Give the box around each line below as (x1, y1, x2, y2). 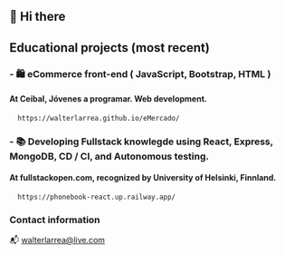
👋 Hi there (9, 9, 66, 24)
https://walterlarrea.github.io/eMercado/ (17, 113, 180, 122)
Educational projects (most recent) (9, 40, 210, 55)
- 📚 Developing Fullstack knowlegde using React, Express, (9, 135, 273, 148)
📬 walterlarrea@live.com (9, 235, 106, 246)
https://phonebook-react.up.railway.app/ (17, 192, 176, 202)
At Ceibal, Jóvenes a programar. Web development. (9, 93, 208, 104)
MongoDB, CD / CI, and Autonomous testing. (9, 150, 210, 162)
